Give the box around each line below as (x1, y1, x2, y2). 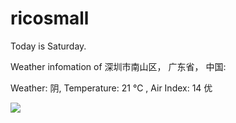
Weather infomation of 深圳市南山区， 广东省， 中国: (10, 60, 227, 72)
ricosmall (10, 7, 90, 30)
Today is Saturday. (10, 40, 87, 52)
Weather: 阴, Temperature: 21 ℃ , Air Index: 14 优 (10, 82, 213, 94)
